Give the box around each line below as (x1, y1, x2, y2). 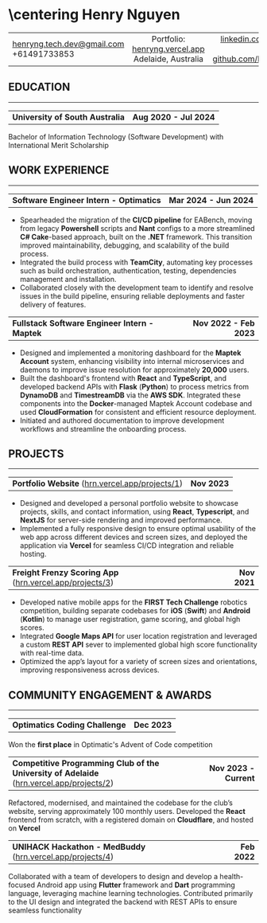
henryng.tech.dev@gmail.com (12, 38, 125, 49)
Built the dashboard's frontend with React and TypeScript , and (19, 373, 227, 383)
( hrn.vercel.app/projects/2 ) (12, 778, 114, 789)
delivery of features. (19, 299, 87, 309)
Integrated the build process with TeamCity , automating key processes (19, 257, 253, 267)
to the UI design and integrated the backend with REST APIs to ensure (8, 898, 238, 907)
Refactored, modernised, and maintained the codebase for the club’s (8, 798, 233, 808)
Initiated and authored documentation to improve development (19, 416, 225, 425)
